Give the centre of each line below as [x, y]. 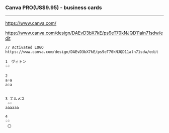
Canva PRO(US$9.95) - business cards [54, 8]
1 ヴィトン [16, 62]
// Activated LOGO [24, 48]
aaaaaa [12, 108]
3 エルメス [15, 99]
